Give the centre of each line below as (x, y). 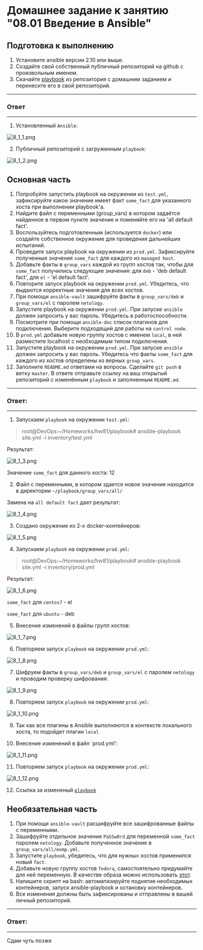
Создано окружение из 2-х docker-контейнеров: (78, 526)
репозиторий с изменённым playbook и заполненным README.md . (98, 380)
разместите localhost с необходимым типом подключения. (92, 342)
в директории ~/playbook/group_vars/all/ (69, 491)
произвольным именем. (47, 73)
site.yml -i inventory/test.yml (57, 438)
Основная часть (39, 179)
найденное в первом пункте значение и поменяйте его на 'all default (104, 220)
